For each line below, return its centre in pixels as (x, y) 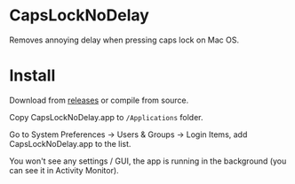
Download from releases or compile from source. (99, 100)
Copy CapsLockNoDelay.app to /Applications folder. (106, 117)
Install (32, 76)
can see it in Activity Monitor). (64, 170)
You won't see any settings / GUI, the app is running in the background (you (148, 161)
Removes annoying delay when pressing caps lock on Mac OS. (124, 40)
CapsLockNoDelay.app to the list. (70, 143)
